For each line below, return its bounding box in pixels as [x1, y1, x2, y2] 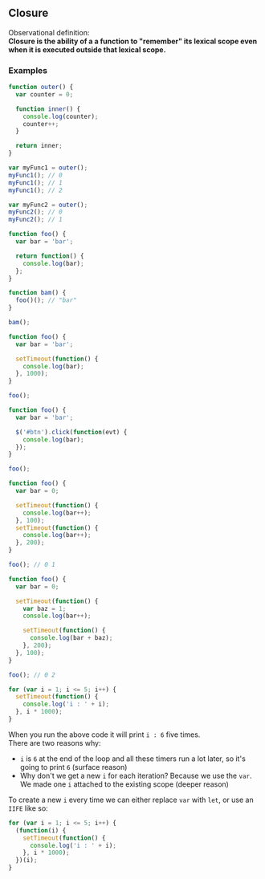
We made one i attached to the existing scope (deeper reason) [19, 779, 229, 789]
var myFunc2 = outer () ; [8, 201, 88, 209]
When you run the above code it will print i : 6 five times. [8, 730, 201, 739]
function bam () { [8, 289, 67, 297]
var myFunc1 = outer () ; [8, 164, 88, 172]
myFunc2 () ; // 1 [8, 216, 63, 224]
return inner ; [15, 142, 63, 150]
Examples [8, 64, 48, 75]
